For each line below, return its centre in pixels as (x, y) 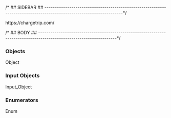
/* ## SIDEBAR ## (24, 7)
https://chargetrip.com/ (30, 23)
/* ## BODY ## (21, 32)
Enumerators (22, 100)
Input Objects (23, 76)
